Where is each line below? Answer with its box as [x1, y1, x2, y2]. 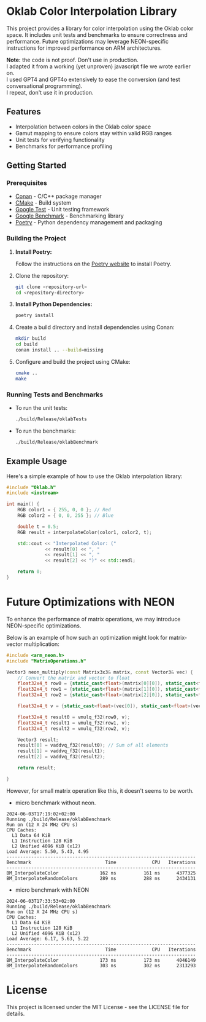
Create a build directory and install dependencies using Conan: [15, 324, 175, 331]
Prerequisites [6, 179, 47, 187]
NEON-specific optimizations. [6, 622, 82, 629]
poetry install [15, 312, 55, 319]
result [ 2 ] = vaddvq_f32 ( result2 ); [17, 754, 105, 760]
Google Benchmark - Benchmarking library [15, 212, 124, 219]
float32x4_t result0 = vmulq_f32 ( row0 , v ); [17, 714, 131, 720]
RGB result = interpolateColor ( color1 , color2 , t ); [17, 529, 152, 535]
